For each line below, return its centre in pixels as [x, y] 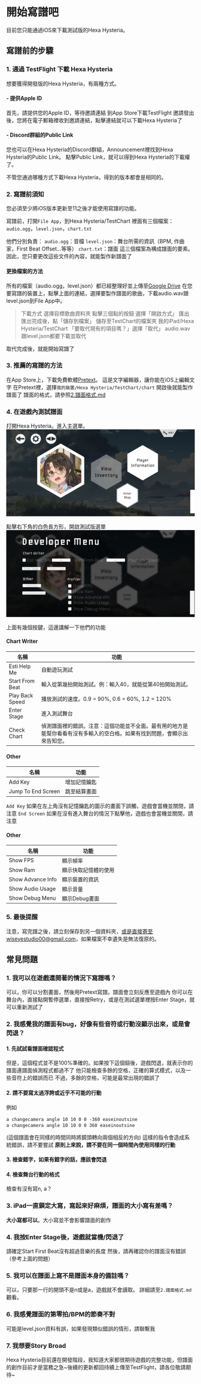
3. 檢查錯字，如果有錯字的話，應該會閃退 [57, 1159]
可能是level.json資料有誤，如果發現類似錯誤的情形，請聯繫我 [81, 1328]
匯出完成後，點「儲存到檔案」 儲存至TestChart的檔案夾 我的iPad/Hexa [107, 321]
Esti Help [20, 666]
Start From [22, 681]
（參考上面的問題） [30, 1259]
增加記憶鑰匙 [81, 782]
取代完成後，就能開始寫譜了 [40, 349]
